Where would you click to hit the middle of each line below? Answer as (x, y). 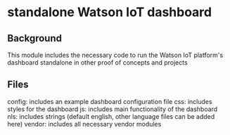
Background (34, 38)
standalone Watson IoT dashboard (110, 12)
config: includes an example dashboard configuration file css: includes (110, 101)
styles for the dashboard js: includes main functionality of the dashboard (113, 109)
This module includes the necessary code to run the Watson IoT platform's (115, 55)
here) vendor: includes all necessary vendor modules (84, 124)
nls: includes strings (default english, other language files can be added (111, 116)
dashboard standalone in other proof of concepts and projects (97, 63)
